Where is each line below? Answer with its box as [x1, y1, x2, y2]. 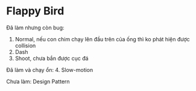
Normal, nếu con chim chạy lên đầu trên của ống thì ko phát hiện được [14, 35, 190, 43]
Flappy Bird [6, 4, 65, 18]
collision [14, 42, 36, 49]
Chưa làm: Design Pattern [6, 78, 71, 85]
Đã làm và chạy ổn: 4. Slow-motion [6, 66, 93, 73]
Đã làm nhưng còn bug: [6, 24, 65, 31]
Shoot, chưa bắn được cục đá [14, 54, 89, 62]
